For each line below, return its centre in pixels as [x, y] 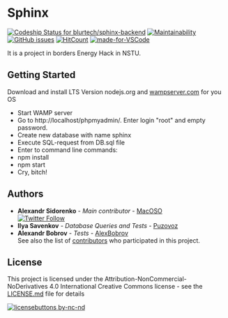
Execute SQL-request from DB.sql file [71, 142]
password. [32, 128]
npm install [33, 157]
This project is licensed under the [55, 279]
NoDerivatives [28, 287]
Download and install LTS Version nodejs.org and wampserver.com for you [114, 91]
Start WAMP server [45, 112]
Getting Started [41, 75]
